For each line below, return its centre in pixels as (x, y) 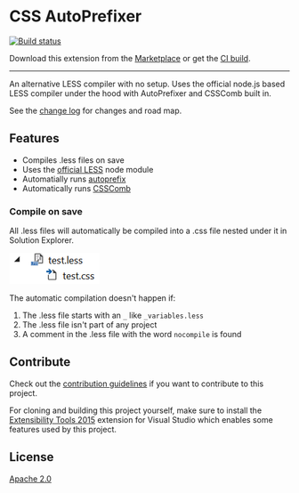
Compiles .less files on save (73, 160)
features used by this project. (63, 429)
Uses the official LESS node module (88, 169)
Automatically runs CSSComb (77, 188)
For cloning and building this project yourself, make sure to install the (136, 410)
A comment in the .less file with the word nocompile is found (132, 335)
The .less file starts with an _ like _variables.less (113, 315)
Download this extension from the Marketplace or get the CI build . (130, 58)
